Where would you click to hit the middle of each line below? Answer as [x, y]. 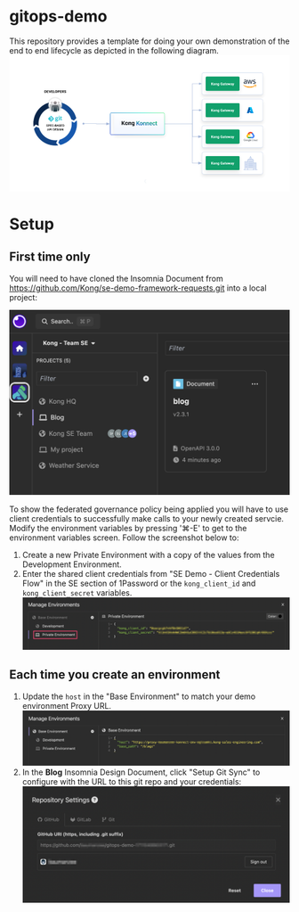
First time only [50, 257]
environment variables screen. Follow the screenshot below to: [124, 538]
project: [24, 297]
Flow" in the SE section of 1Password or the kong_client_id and [139, 583]
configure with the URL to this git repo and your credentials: [132, 781]
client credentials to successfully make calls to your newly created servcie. [147, 518]
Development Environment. [72, 564]
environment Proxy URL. [67, 705]
